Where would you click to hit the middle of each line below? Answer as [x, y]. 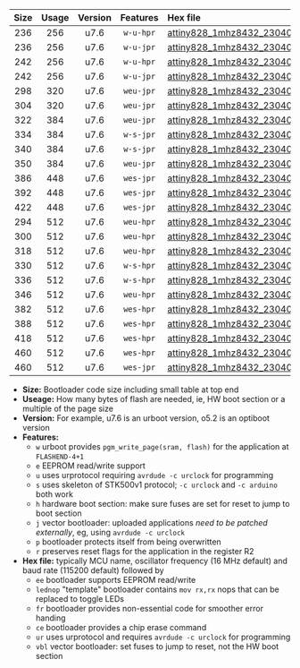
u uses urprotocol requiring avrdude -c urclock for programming [154, 475]
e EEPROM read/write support [90, 466]
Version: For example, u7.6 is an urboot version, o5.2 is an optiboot [146, 418]
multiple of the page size [68, 408]
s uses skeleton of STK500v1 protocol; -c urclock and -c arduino [157, 484]
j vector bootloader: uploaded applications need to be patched [151, 522]
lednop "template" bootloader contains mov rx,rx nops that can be [157, 589]
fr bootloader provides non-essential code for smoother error [149, 608]
